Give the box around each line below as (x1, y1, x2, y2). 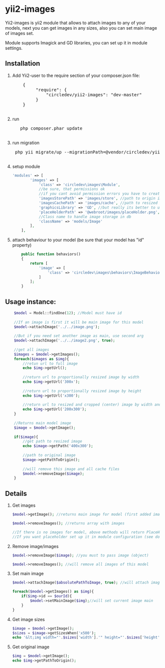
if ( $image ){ (14, 434, 38, 440)
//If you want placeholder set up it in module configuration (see (12, 534, 153, 539)
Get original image (12, 644, 50, 650)
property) (12, 242, 32, 248)
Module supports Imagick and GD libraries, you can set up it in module (5, 39, 148, 45)
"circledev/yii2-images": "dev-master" (46, 92, 142, 97)
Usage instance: (5, 297, 56, 306)
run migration (12, 140, 40, 146)
